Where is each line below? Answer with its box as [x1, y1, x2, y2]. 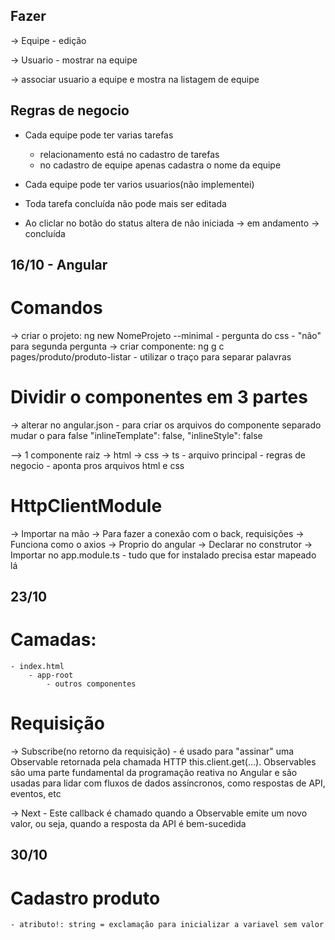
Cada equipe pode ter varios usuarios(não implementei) [24, 178, 255, 190]
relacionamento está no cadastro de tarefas [39, 148, 220, 160]
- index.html [10, 662, 65, 672]
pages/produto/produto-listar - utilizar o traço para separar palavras [10, 350, 292, 363]
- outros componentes [46, 679, 137, 689]
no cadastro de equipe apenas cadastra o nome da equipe [39, 159, 282, 171]
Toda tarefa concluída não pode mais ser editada [24, 197, 227, 209]
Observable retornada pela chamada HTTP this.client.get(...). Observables [10, 756, 317, 768]
